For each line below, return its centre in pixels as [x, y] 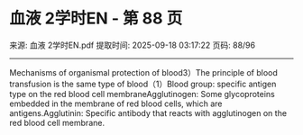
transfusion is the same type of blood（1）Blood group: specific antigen [143, 84]
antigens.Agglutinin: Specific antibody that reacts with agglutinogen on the [148, 112]
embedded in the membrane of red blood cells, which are [116, 103]
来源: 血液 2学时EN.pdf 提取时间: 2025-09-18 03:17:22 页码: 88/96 [132, 45]
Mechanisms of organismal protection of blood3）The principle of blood [143, 72]
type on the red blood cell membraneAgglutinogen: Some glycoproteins [142, 94]
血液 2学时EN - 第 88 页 [96, 18]
